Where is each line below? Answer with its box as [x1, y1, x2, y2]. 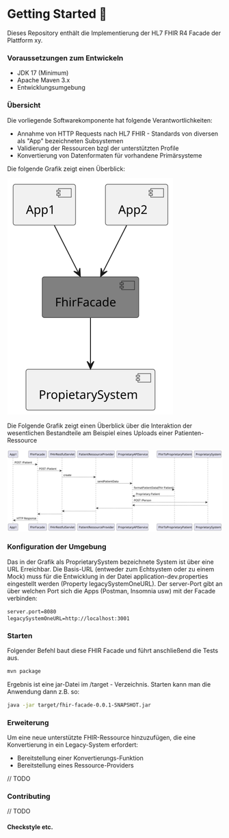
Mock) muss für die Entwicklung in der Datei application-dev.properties [7, 572, 208, 580]
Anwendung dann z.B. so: [7, 687, 80, 695]
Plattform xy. [7, 36, 43, 44]
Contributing [7, 791, 51, 801]
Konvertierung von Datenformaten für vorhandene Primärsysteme [16, 151, 202, 160]
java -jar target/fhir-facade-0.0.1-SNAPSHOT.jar [7, 702, 152, 708]
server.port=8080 [7, 608, 57, 615]
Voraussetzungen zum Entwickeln [7, 53, 124, 62]
